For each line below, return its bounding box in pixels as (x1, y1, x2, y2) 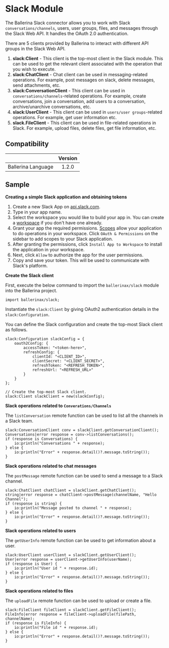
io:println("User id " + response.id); (14, 566, 98, 571)
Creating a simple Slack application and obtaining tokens (5, 194, 127, 200)
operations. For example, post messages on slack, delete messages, (12, 77, 155, 83)
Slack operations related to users (5, 527, 76, 533)
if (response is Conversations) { (5, 436, 78, 442)
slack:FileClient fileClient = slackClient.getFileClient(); (5, 607, 137, 612)
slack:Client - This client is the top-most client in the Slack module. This (12, 55, 163, 61)
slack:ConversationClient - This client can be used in (12, 87, 125, 93)
